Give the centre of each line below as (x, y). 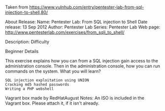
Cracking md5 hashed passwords (37, 84)
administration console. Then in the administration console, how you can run (83, 66)
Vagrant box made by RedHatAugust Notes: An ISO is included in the (75, 98)
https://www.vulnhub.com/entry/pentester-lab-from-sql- (87, 7)
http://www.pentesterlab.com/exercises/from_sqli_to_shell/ (65, 32)
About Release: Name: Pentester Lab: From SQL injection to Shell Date (76, 22)
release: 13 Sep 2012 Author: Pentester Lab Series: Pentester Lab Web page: (83, 27)
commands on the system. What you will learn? (53, 71)
